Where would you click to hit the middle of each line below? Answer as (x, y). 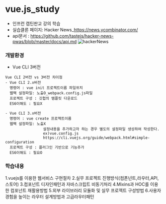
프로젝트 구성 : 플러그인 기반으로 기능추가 (47, 147)
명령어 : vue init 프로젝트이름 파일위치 (46, 88)
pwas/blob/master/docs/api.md (44, 41)
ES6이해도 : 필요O (26, 153)
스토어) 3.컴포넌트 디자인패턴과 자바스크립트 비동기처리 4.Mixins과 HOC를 (77, 184)
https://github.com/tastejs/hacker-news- (72, 36)
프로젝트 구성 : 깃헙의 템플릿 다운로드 (44, 99)
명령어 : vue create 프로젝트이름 (41, 119)
